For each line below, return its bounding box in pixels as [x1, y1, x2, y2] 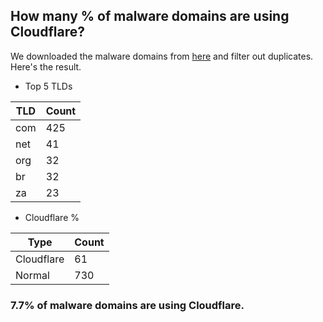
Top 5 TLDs [24, 80, 73, 92]
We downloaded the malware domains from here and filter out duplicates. [10, 50, 314, 62]
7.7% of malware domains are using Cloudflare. [10, 298, 245, 312]
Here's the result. [10, 60, 82, 73]
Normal [15, 268, 50, 282]
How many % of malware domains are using [10, 8, 290, 25]
